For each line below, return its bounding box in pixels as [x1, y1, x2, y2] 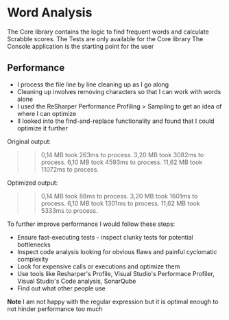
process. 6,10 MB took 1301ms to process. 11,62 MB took [40, 199, 200, 207]
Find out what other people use [16, 284, 106, 293]
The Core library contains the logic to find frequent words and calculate [7, 27, 209, 36]
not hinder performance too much [7, 304, 103, 313]
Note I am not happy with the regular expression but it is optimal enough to [7, 297, 219, 306]
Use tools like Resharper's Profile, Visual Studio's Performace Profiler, [16, 269, 215, 277]
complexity [16, 255, 49, 263]
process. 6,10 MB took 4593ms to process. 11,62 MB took [40, 158, 203, 166]
